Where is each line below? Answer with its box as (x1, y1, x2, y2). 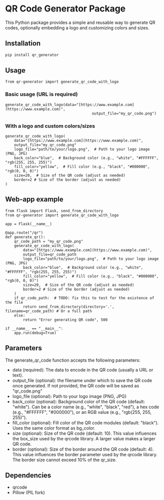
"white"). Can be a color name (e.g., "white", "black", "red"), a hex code (12, 404, 160, 410)
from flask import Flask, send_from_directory (5, 208, 103, 213)
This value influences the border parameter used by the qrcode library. (12, 451, 158, 457)
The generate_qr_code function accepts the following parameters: (5, 357, 141, 363)
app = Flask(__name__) (5, 221, 52, 227)
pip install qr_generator (5, 52, 59, 57)
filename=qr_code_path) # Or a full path (5, 308, 92, 314)
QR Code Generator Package (5, 3, 126, 14)
